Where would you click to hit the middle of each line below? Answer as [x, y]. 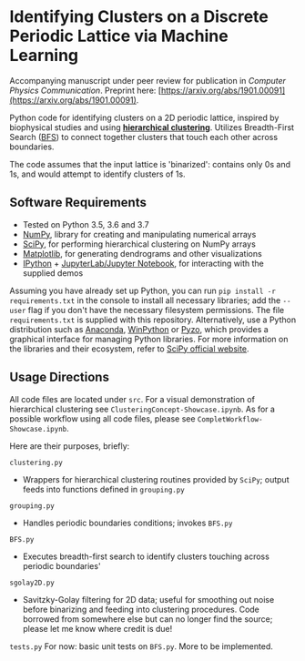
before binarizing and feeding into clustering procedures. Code [141, 609]
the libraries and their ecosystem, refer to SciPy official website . [129, 349]
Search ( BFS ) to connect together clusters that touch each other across [144, 137]
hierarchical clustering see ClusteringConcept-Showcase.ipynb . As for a [142, 409]
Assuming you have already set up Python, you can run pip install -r [142, 290]
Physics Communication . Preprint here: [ [86, 90]
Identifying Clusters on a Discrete [139, 17]
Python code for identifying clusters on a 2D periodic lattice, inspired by [144, 117]
